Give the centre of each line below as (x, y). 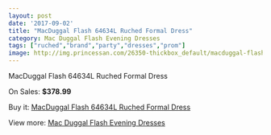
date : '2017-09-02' (41, 23)
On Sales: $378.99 (40, 92)
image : (19, 53)
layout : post (30, 16)
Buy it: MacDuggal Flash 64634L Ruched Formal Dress (100, 107)
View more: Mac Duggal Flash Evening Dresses (87, 123)
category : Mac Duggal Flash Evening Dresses (84, 38)
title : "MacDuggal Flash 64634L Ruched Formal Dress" (101, 31)
